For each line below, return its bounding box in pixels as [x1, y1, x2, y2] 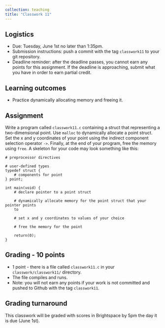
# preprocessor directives [5, 155, 61, 160]
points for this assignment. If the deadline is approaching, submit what [12, 64, 155, 70]
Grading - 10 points [5, 251, 65, 259]
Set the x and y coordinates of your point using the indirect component [5, 135, 149, 141]
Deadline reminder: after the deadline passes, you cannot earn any [12, 59, 148, 65]
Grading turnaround [5, 299, 67, 308]
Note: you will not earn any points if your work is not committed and [12, 280, 150, 285]
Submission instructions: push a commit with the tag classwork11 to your [12, 48, 160, 54]
